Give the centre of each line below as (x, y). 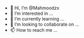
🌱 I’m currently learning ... (37, 19)
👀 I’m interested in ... (32, 13)
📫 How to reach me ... (34, 30)
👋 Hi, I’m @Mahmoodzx (35, 8)
